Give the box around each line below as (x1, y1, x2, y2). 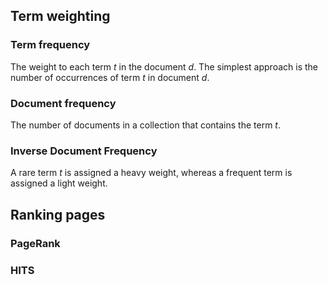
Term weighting (10, 8, 111, 25)
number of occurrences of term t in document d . (10, 71, 210, 83)
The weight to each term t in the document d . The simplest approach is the (10, 60, 318, 73)
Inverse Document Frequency (10, 144, 158, 158)
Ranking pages (10, 206, 106, 223)
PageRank (10, 236, 61, 250)
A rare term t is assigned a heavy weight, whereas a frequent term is (10, 167, 293, 179)
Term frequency (10, 38, 91, 52)
